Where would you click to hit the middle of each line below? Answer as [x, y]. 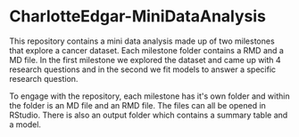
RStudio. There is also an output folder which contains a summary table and [149, 115]
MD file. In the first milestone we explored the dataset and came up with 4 [145, 60]
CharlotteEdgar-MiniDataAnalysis [137, 16]
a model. [25, 124]
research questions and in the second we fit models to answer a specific [143, 69]
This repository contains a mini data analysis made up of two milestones [142, 41]
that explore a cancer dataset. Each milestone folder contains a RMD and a [146, 50]
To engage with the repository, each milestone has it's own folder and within [149, 96]
